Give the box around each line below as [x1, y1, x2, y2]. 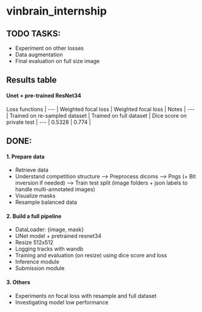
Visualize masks [15, 192, 56, 200]
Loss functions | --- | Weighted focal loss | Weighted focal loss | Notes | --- [6, 105, 195, 113]
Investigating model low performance [15, 299, 109, 306]
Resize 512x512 [15, 239, 53, 246]
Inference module [15, 258, 59, 265]
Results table [6, 75, 57, 86]
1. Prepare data [6, 153, 45, 160]
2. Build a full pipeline [6, 212, 62, 220]
